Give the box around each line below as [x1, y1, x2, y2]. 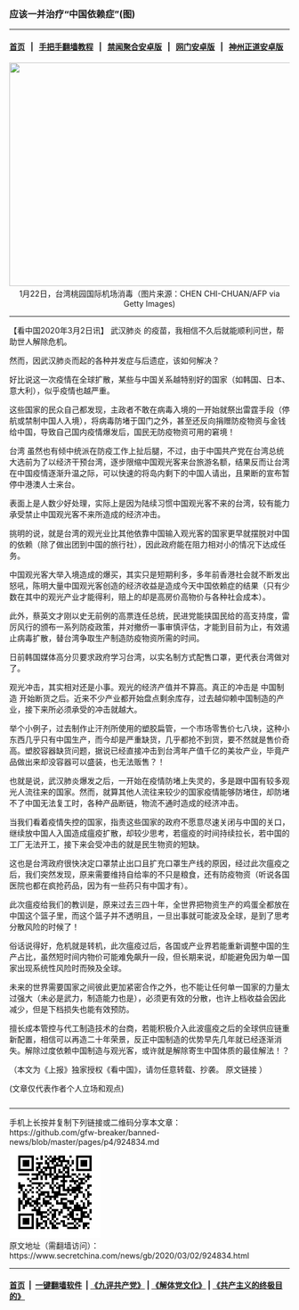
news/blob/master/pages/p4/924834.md [9, 1136, 160, 1147]
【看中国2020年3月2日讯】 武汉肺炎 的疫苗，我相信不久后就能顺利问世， [9, 325, 277, 335]
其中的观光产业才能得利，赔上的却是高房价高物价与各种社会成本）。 [24, 591, 271, 602]
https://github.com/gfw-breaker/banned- [9, 1126, 160, 1138]
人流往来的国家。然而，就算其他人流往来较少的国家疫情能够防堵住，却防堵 [16, 787, 290, 797]
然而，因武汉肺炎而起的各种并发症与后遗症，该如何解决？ [9, 355, 220, 366]
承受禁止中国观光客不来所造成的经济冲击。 [9, 508, 166, 519]
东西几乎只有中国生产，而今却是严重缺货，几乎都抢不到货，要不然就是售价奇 [9, 734, 290, 745]
